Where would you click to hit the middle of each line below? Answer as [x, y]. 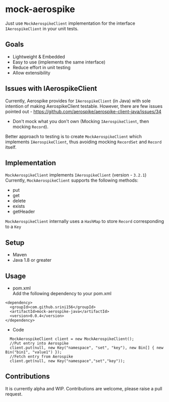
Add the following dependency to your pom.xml [62, 293]
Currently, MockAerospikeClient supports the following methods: [72, 181]
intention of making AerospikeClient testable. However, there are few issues [84, 106]
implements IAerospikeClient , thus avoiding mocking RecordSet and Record [83, 142]
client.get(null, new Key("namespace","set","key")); [67, 361]
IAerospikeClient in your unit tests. [42, 28]
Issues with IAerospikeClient [51, 89]
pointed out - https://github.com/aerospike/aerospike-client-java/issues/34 [83, 111]
